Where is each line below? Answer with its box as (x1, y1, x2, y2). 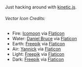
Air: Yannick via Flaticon (12, 46, 61, 52)
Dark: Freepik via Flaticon (12, 56, 64, 63)
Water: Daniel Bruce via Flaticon (12, 36, 77, 42)
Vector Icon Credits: (5, 15, 46, 21)
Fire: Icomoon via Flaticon (12, 30, 65, 36)
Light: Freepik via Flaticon (12, 51, 65, 57)
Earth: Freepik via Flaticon (12, 41, 65, 47)
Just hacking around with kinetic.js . (5, 4, 77, 10)
